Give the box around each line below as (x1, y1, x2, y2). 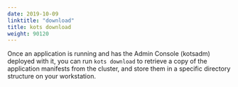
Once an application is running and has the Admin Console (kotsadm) (7, 50, 211, 58)
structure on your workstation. (7, 72, 96, 81)
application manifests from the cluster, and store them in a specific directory (7, 64, 231, 73)
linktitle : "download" (7, 17, 75, 24)
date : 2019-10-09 (7, 10, 59, 18)
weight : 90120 (7, 30, 50, 37)
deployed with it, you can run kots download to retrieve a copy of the (7, 57, 207, 66)
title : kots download (7, 23, 72, 30)
